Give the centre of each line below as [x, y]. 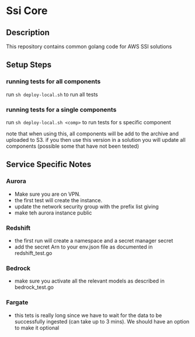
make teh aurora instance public [53, 213]
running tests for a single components [61, 110]
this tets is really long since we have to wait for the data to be [88, 315]
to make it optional [37, 328]
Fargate [17, 302]
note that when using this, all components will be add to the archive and [93, 134]
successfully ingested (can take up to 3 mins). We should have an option [102, 321]
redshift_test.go [33, 253]
